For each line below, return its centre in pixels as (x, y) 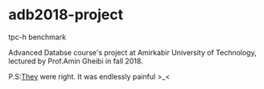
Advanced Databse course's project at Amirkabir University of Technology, (132, 52)
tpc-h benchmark (37, 37)
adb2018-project (66, 15)
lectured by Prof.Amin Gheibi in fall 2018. (76, 61)
